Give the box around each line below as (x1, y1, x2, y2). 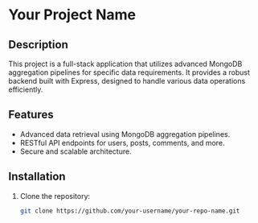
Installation (8, 170, 66, 184)
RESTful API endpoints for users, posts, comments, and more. (19, 138, 225, 147)
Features (8, 108, 54, 122)
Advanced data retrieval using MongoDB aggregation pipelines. (19, 129, 231, 138)
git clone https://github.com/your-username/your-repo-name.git (19, 207, 240, 215)
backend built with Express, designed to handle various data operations (8, 76, 246, 85)
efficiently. (8, 85, 43, 94)
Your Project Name (8, 6, 137, 24)
